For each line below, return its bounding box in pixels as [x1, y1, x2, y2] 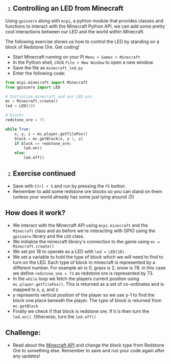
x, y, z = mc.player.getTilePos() [14, 131, 88, 136]
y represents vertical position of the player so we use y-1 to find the [12, 291, 155, 298]
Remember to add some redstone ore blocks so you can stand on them [12, 188, 162, 194]
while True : [5, 126, 31, 132]
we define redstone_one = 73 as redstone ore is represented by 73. [12, 270, 154, 276]
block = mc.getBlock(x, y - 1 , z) [14, 136, 83, 141]
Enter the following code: [12, 70, 66, 76]
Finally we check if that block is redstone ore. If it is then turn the [12, 308, 150, 314]
